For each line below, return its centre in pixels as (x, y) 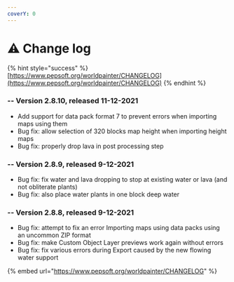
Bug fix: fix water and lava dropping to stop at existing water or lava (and (122, 180)
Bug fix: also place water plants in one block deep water (98, 194)
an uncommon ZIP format (54, 235)
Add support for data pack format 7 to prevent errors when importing (117, 116)
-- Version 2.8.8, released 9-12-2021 (71, 213)
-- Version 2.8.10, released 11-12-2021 (73, 101)
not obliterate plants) (48, 187)
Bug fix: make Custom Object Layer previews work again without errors (121, 243)
